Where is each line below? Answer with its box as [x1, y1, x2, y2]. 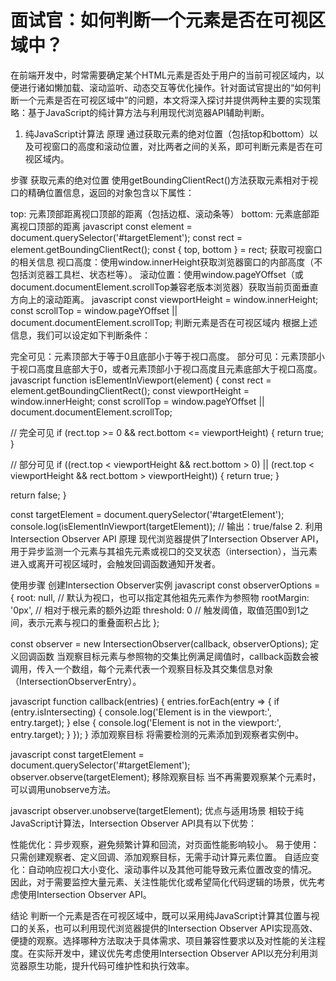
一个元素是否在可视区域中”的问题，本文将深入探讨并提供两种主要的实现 [18, 94, 313, 106]
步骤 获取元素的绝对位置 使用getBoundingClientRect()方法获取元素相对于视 [10, 174, 318, 186]
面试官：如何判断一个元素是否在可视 [10, 9, 309, 32]
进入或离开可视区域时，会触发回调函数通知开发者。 [10, 557, 221, 570]
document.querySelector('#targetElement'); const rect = [10, 231, 243, 243]
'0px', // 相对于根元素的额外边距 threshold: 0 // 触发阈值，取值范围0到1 [10, 604, 301, 616]
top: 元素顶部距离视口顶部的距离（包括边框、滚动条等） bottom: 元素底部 [10, 207, 311, 220]
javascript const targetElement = [10, 748, 145, 760]
